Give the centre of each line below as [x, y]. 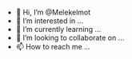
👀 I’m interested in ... [50, 21]
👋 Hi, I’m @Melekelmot [53, 12]
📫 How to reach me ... [53, 47]
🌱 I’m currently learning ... [58, 29]
